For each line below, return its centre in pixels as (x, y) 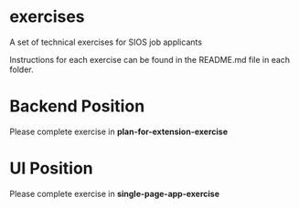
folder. (21, 69)
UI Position (51, 168)
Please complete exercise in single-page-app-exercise (115, 193)
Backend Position (77, 106)
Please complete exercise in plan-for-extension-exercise (119, 131)
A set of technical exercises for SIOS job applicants (106, 42)
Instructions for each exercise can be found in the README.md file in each (150, 59)
